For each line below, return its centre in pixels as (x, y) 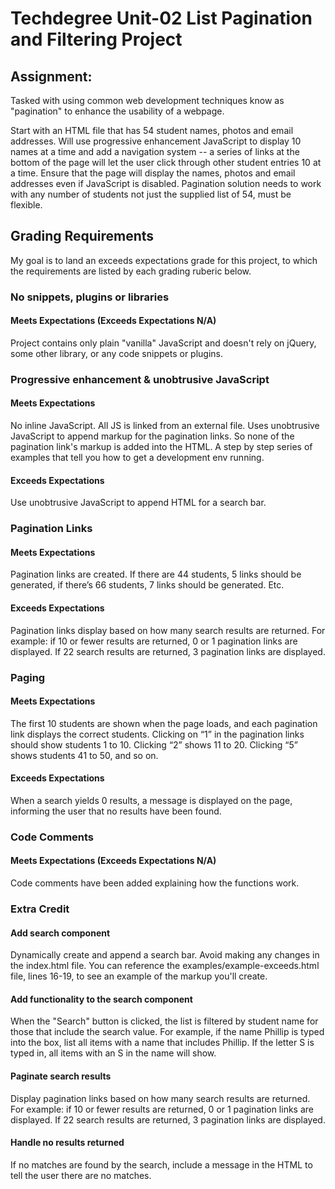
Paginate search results (61, 1076)
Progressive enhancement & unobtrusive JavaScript (140, 379)
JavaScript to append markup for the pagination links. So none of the (152, 436)
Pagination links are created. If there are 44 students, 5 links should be (156, 574)
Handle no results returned (67, 1143)
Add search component (60, 933)
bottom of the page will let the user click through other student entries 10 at (166, 162)
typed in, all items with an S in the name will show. (113, 1053)
